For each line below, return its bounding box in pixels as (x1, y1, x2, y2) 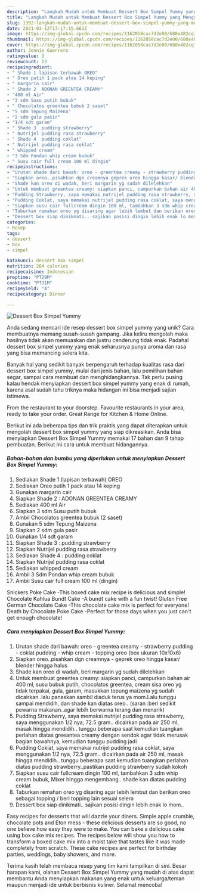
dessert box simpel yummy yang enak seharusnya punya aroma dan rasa (7, 343, 187, 350)
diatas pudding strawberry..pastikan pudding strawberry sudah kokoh (15, 763, 187, 771)
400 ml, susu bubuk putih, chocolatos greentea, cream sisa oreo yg (15, 681, 182, 688)
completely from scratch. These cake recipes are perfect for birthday (7, 845, 177, 852)
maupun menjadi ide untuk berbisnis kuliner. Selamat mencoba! (7, 881, 163, 889)
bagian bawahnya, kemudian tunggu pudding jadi (15, 738, 137, 745)
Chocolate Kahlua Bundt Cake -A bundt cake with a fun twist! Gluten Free (7, 595, 187, 603)
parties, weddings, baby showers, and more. (7, 850, 116, 858)
